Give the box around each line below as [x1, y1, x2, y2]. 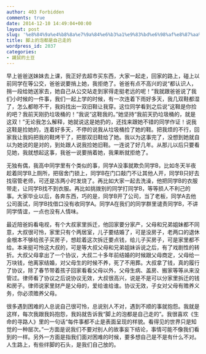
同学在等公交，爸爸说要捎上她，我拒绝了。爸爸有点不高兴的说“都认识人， [11, 80, 197, 87]
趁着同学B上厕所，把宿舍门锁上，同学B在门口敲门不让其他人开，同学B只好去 [6, 169, 200, 176]
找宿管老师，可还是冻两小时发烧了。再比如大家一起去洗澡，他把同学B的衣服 [6, 177, 198, 184]
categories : [6, 49, 37, 55]
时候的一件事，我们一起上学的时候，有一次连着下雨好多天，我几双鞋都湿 [17, 95, 200, 102]
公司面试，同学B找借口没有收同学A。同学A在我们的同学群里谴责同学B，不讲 [6, 200, 198, 207]
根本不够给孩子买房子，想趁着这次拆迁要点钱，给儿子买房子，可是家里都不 [11, 236, 200, 243]
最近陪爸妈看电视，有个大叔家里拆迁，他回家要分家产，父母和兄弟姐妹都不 [6, 220, 194, 228]
